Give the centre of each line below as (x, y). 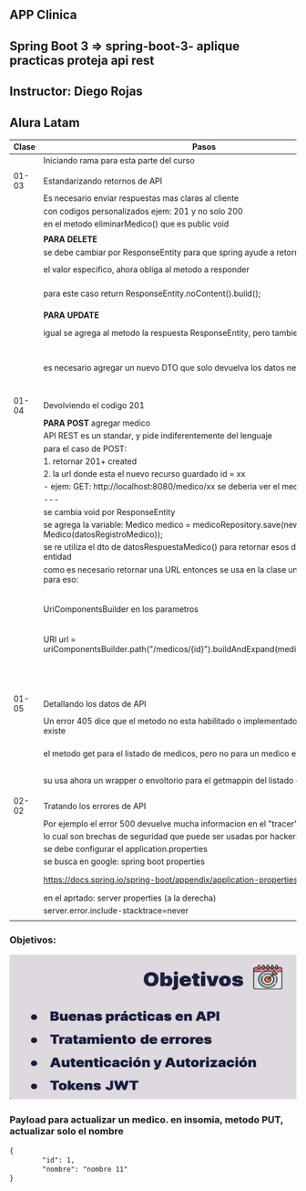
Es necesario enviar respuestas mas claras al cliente (141, 198)
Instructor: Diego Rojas (76, 92)
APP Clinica (43, 15)
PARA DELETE (71, 239)
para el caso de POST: (85, 448)
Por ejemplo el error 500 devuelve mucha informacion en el (155, 823)
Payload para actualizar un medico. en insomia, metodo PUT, (147, 1120)
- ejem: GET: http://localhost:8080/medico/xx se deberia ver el (162, 487)
